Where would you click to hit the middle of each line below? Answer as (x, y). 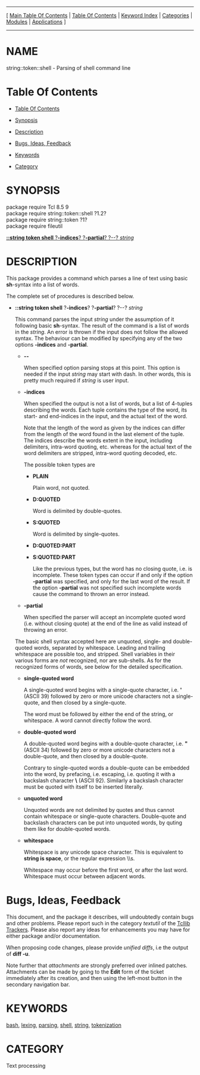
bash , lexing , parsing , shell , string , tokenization (64, 1025)
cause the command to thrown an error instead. (91, 594)
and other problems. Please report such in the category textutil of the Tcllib (98, 923)
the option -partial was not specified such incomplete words (107, 588)
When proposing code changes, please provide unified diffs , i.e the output (97, 947)
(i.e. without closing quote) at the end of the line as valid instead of (106, 623)
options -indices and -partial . (51, 344)
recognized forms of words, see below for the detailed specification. (99, 666)
